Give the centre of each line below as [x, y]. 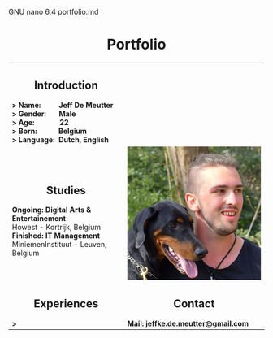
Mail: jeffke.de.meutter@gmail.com [188, 323]
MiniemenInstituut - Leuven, [59, 245]
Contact [194, 304]
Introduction [66, 86]
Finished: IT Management [56, 236]
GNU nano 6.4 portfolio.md [54, 12]
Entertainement [39, 219]
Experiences [66, 304]
